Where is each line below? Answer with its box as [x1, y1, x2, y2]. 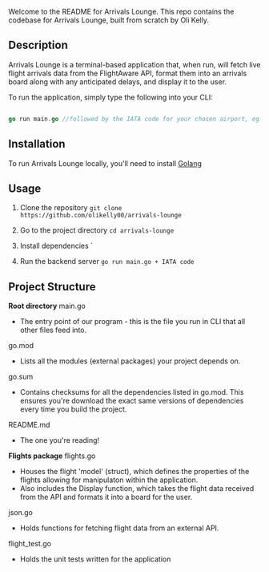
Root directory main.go [8, 301, 86, 311]
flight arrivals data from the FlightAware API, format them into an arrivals [8, 68, 247, 78]
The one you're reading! [19, 436, 100, 445]
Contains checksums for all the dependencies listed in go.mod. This [19, 387, 244, 397]
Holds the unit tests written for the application [19, 554, 171, 564]
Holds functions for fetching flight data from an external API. [19, 523, 219, 533]
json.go [8, 508, 34, 517]
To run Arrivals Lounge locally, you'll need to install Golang [8, 158, 203, 168]
